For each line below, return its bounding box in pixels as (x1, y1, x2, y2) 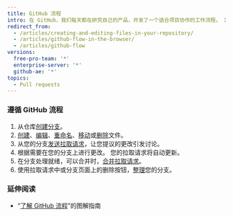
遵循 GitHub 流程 (7, 105, 64, 115)
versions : (7, 49, 36, 56)
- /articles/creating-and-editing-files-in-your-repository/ (13, 29, 194, 37)
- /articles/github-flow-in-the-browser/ (13, 36, 135, 43)
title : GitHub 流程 (7, 10, 62, 17)
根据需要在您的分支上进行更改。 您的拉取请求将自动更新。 (17, 148, 184, 156)
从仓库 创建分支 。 (17, 122, 67, 130)
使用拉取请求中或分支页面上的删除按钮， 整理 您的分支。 (17, 165, 175, 174)
